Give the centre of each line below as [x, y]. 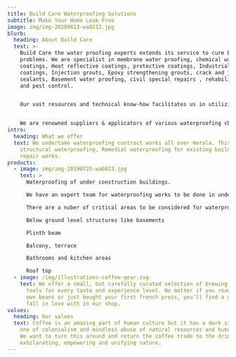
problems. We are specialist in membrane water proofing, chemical [120, 60]
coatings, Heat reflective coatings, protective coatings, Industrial [125, 66]
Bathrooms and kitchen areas [68, 258]
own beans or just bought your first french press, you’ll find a [125, 297]
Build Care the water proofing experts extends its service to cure [122, 53]
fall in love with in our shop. [73, 304]
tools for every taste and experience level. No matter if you [120, 290]
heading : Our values [44, 317]
